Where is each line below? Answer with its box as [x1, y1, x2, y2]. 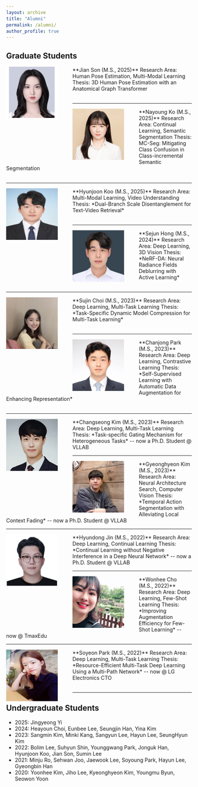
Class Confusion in [138, 146, 184, 153]
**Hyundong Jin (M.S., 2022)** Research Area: [72, 534, 190, 541]
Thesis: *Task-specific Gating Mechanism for [72, 431, 183, 439]
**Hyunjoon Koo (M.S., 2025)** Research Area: [72, 188, 190, 195]
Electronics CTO [72, 674, 112, 681]
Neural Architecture [138, 479, 187, 486]
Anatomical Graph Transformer [72, 85, 148, 93]
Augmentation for [138, 389, 181, 396]
